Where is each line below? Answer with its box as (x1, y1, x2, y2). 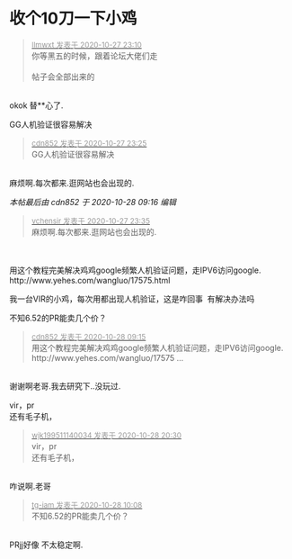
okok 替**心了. (9, 100, 64, 111)
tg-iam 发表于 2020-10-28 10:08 (31, 500, 143, 509)
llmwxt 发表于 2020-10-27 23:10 (31, 40, 142, 50)
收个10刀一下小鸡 (9, 8, 137, 29)
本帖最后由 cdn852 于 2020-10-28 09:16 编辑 (9, 196, 177, 207)
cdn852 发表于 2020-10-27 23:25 (31, 138, 147, 149)
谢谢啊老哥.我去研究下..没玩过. (9, 380, 121, 392)
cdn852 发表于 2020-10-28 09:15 (31, 331, 146, 342)
